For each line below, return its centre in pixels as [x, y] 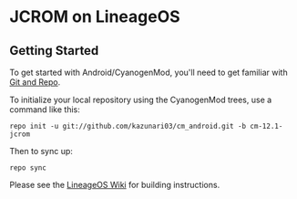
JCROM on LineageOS [95, 17]
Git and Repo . [35, 82]
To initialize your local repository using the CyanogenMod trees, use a [141, 99]
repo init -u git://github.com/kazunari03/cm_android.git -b [128, 126]
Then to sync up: [41, 151]
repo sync [28, 168]
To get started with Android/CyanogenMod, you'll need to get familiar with [149, 72]
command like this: [45, 110]
